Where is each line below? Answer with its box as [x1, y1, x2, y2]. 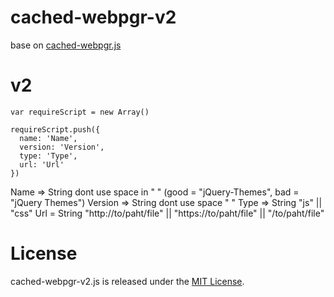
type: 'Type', [19, 151, 78, 161]
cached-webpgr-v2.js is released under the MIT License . [10, 275, 245, 287]
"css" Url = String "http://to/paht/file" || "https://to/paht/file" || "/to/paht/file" [10, 207, 325, 219]
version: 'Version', [19, 142, 105, 152]
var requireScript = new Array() [10, 107, 150, 117]
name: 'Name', [19, 133, 78, 143]
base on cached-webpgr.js [10, 39, 122, 51]
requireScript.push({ [10, 124, 101, 135]
